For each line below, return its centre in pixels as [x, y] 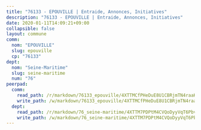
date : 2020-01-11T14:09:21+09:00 [48, 23]
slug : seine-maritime [39, 73]
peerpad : [17, 84]
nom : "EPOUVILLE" [33, 46]
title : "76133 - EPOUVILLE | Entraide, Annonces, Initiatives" [87, 12]
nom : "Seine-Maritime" [40, 67]
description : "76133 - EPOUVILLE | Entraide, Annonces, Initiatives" [95, 17]
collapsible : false [31, 28]
